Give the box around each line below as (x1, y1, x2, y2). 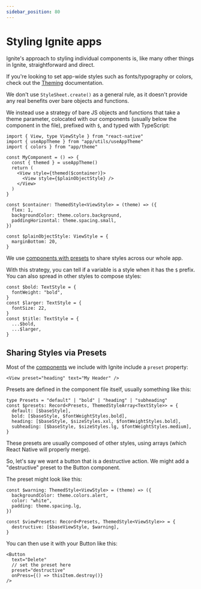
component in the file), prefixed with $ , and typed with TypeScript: (6, 122, 170, 129)
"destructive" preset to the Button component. (6, 464, 121, 471)
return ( (11, 165, 34, 171)
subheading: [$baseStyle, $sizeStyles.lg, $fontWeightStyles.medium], (11, 424, 192, 430)
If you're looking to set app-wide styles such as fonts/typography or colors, (6, 73, 193, 80)
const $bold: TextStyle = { (6, 284, 77, 290)
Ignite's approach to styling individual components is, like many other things (6, 55, 194, 62)
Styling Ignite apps (6, 34, 102, 48)
